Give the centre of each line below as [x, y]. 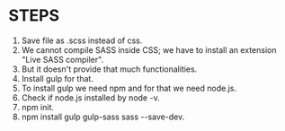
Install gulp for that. [57, 78]
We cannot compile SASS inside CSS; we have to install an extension [149, 49]
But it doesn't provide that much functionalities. [109, 69]
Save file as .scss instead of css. [82, 40]
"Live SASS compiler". [62, 59]
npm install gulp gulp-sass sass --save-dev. [103, 117]
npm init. [38, 107]
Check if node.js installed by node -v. [90, 97]
